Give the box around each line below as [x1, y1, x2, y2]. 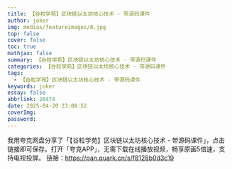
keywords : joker [7, 83, 55, 90]
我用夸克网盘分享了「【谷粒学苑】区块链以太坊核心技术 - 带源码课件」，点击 [7, 136, 226, 144]
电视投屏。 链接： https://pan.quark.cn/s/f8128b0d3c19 [13, 153, 175, 162]
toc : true [7, 43, 37, 50]
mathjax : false [7, 50, 53, 57]
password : [7, 115, 37, 122]
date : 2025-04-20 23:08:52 [7, 103, 87, 110]
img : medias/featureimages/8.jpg [7, 23, 106, 30]
